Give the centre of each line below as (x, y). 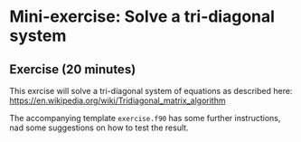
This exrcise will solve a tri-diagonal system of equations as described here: (151, 91)
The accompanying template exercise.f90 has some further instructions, (145, 118)
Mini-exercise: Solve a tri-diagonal (142, 17)
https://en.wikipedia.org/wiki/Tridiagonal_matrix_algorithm (118, 100)
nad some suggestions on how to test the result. (99, 128)
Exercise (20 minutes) (73, 69)
